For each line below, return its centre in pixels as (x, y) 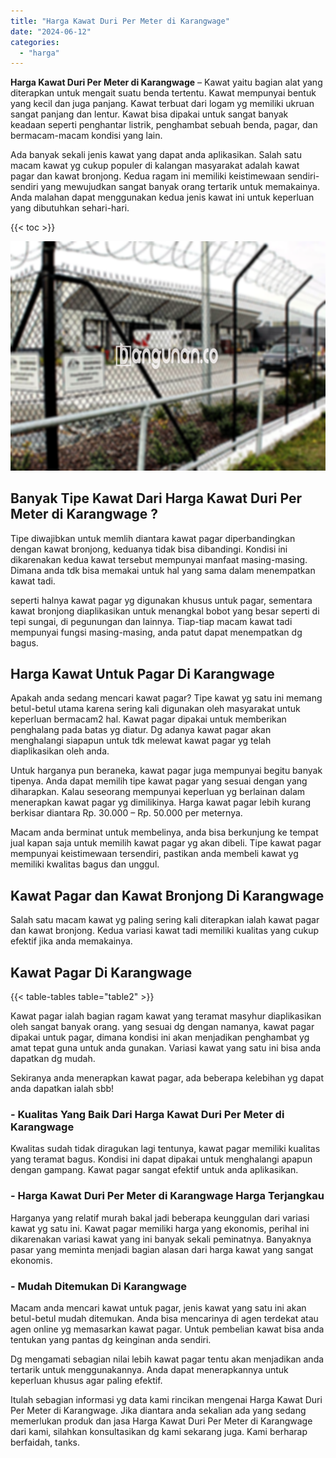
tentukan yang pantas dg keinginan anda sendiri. (111, 1339)
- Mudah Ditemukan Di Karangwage (99, 1286)
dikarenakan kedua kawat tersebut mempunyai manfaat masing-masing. (159, 559)
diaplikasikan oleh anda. (60, 751)
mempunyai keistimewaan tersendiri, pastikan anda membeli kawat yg (154, 854)
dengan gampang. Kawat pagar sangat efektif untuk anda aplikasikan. (154, 1170)
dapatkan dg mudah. (53, 1059)
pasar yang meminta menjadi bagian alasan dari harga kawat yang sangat (162, 1249)
